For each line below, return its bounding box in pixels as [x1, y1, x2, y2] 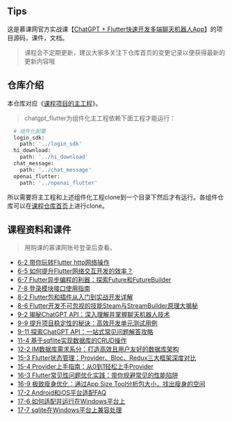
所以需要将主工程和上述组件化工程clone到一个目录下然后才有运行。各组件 [7, 192, 218, 201]
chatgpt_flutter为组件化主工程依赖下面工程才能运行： [24, 114, 176, 122]
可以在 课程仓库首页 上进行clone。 [13, 201, 109, 210]
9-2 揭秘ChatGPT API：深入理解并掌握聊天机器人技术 [17, 311, 170, 319]
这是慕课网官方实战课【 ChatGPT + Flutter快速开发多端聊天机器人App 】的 [7, 24, 217, 33]
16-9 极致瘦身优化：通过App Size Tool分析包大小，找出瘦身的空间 [17, 380, 206, 388]
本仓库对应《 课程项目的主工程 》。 [7, 99, 102, 107]
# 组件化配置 [13, 128, 47, 135]
